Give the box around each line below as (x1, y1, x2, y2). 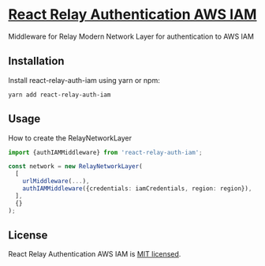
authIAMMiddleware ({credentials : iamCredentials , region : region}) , (22, 185, 252, 193)
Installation (8, 54, 65, 68)
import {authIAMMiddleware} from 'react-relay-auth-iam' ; (8, 148, 203, 156)
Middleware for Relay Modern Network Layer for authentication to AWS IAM (8, 32, 255, 41)
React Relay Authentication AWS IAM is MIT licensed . (8, 249, 181, 259)
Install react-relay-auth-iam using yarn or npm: (8, 75, 160, 84)
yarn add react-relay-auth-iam (8, 91, 111, 99)
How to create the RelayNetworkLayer (8, 133, 132, 143)
